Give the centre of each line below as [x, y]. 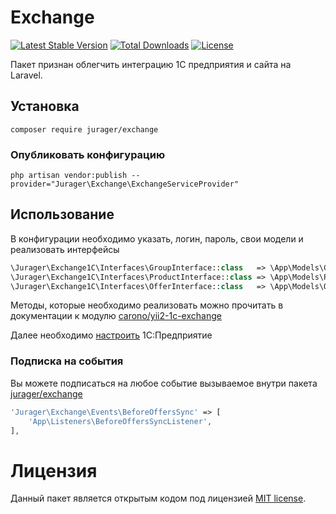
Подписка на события [67, 361]
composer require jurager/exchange [84, 129]
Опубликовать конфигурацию [88, 154]
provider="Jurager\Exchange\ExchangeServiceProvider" [125, 184]
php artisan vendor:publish [69, 176]
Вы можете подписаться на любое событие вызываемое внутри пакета [164, 383]
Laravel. [26, 75]
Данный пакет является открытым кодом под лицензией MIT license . [158, 498]
